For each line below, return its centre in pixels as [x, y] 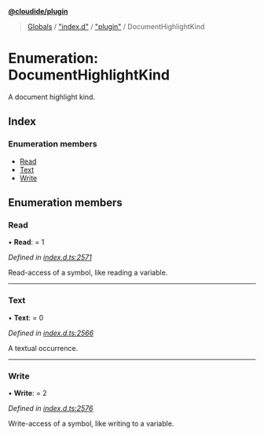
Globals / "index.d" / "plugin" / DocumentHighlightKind [116, 26]
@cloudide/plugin [38, 11]
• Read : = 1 [26, 242]
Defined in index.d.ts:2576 [51, 408]
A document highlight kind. [52, 97]
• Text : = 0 [26, 317]
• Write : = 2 [27, 393]
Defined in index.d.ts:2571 [50, 257]
